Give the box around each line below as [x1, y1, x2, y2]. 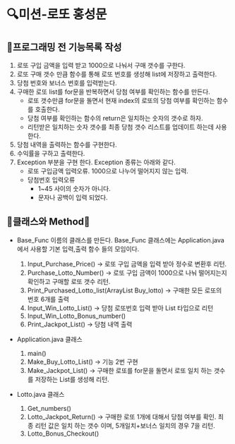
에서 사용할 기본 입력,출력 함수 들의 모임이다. [16, 245, 140, 253]
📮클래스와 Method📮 [6, 216, 90, 228]
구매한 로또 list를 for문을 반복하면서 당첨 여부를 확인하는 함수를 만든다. [16, 87, 211, 96]
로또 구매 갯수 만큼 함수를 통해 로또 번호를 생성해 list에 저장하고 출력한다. [16, 70, 217, 78]
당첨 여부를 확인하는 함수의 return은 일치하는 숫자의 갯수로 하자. [27, 114, 203, 122]
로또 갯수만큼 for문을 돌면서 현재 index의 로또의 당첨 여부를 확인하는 [27, 97, 216, 104]
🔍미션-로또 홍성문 [6, 6, 107, 23]
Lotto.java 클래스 [16, 390, 65, 398]
